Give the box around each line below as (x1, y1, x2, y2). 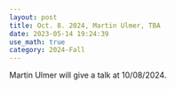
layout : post (9, 12, 58, 22)
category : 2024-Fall (9, 46, 86, 55)
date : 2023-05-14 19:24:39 (9, 29, 109, 38)
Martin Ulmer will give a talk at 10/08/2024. (9, 70, 167, 80)
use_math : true (9, 37, 66, 47)
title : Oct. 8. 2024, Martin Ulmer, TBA (9, 21, 162, 30)
